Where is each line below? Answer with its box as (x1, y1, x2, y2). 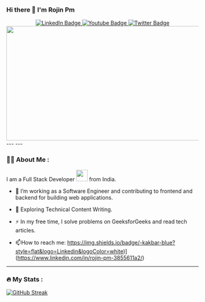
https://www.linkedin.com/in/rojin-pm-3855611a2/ (17, 254, 143, 261)
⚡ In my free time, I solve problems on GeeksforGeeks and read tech (15, 218, 187, 225)
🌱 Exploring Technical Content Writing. (15, 206, 113, 213)
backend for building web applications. (15, 193, 113, 201)
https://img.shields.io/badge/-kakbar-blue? (67, 239, 176, 246)
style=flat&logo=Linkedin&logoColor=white (15, 247, 124, 255)
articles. (15, 226, 36, 234)
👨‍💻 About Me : (6, 156, 50, 164)
